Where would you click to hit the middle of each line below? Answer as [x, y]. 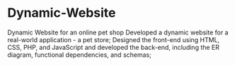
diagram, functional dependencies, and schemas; [80, 55]
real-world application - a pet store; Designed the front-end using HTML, [114, 39]
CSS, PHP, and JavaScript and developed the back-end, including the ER [114, 47]
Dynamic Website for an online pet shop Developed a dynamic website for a [118, 32]
